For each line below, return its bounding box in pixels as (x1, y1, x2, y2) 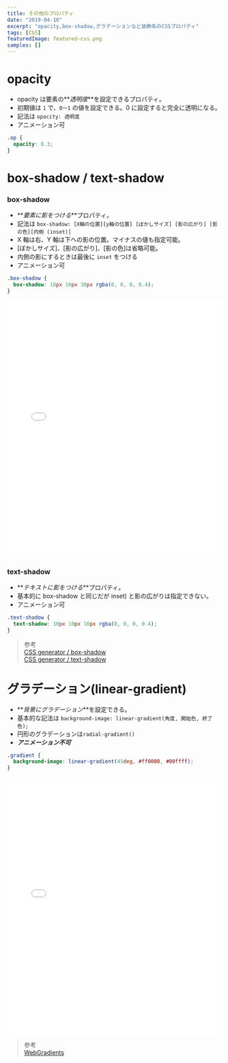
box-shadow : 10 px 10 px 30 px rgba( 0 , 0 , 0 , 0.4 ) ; (13, 281, 154, 288)
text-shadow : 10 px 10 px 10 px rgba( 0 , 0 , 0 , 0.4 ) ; (13, 620, 158, 627)
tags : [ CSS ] (7, 29, 41, 36)
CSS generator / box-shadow (23, 648, 106, 656)
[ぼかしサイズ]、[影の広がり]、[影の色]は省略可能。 (16, 244, 162, 252)
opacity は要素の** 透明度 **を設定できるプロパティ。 (16, 95, 165, 103)
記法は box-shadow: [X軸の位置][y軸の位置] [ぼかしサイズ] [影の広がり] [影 (16, 220, 218, 228)
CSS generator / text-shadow (23, 655, 106, 663)
